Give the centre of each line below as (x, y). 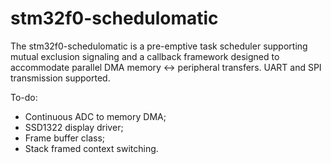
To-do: (24, 97)
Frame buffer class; (65, 138)
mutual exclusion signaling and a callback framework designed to (145, 56)
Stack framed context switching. (91, 148)
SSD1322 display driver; (74, 127)
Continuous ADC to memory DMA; (95, 116)
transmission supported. (60, 78)
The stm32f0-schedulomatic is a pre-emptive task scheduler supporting (159, 46)
